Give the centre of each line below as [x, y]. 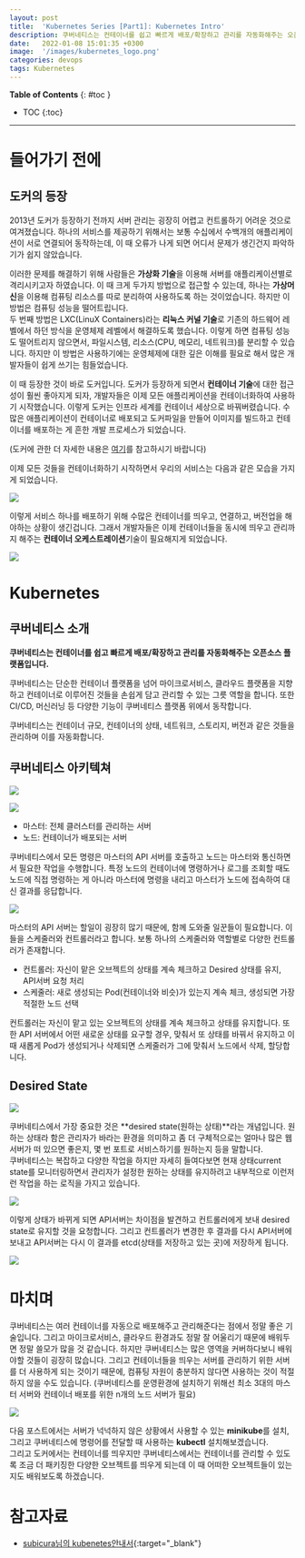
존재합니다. [46, 950]
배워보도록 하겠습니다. [65, 1476]
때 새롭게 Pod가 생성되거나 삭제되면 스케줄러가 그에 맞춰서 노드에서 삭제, [138, 1045]
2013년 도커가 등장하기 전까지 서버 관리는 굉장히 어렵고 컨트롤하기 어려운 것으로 [151, 220]
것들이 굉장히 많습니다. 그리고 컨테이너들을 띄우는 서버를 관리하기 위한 [150, 1361]
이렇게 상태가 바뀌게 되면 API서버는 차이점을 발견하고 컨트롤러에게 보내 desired [150, 1219]
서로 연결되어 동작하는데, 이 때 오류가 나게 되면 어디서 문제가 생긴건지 [148, 243]
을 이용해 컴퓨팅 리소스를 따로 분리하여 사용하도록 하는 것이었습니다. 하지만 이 [153, 296]
